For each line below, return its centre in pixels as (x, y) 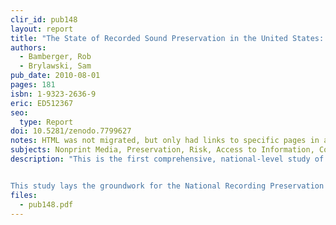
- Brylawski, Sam (55, 66)
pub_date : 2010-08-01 (55, 76)
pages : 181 (33, 85)
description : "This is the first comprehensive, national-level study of (167, 159)
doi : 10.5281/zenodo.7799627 (71, 131)
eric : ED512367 (42, 103)
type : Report (46, 122)
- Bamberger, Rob (55, 57)
